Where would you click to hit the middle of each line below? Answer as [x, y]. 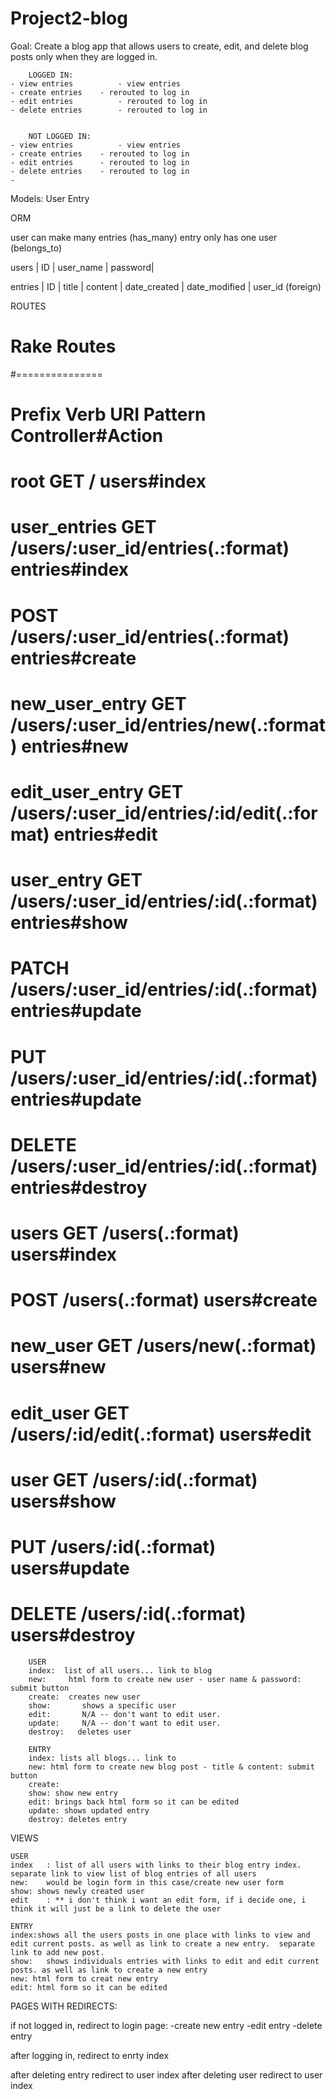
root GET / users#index [108, 481]
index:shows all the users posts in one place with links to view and [160, 1935]
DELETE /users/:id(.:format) [128, 1614]
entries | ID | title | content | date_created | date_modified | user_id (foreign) [166, 286]
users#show [63, 1501]
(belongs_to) [36, 248]
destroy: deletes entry [78, 1819]
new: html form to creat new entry [84, 1978]
